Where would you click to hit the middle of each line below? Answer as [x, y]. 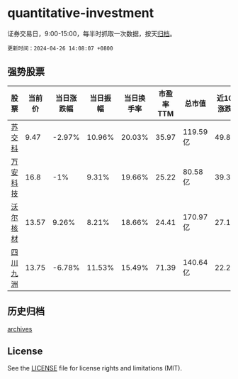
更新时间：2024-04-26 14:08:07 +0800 [60, 48]
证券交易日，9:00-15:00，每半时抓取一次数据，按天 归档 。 [92, 33]
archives [20, 329]
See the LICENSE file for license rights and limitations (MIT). [95, 368]
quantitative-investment [81, 13]
